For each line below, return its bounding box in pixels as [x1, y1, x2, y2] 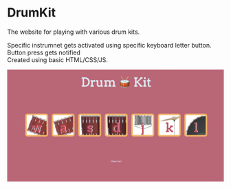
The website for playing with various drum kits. [7, 28, 140, 36]
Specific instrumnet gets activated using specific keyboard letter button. [7, 41, 212, 49]
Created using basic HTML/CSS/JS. [7, 55, 109, 63]
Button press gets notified [7, 48, 81, 57]
